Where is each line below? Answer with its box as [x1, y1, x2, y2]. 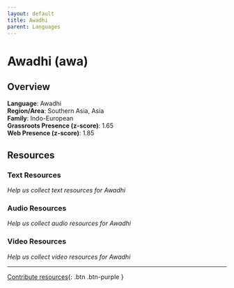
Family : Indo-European [7, 114, 74, 123]
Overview [7, 81, 51, 93]
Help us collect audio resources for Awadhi [7, 219, 131, 227]
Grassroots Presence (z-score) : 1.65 [7, 121, 114, 130]
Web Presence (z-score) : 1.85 [7, 129, 95, 137]
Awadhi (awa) [7, 53, 88, 69]
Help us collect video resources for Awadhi [7, 252, 131, 261]
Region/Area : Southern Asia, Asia [7, 107, 104, 115]
